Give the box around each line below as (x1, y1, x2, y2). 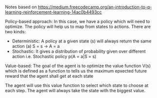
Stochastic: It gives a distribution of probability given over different (12, 48, 146, 54)
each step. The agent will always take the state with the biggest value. (5, 88, 146, 93)
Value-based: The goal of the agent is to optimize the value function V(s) (5, 63, 151, 69)
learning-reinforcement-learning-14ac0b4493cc (5, 9, 102, 15)
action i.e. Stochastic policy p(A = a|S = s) (12, 54, 96, 59)
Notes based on (5, 4, 37, 10)
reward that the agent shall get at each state (5, 73, 94, 79)
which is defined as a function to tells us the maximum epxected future (5, 68, 147, 74)
